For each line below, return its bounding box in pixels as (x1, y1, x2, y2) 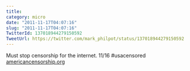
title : (6, 8, 22, 15)
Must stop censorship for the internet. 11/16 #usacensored (6, 52, 146, 59)
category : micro (6, 14, 46, 20)
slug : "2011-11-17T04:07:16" (6, 25, 77, 31)
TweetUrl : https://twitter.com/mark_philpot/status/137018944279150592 (6, 36, 184, 42)
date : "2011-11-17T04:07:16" (6, 19, 77, 25)
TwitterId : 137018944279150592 (6, 31, 82, 36)
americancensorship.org (6, 58, 65, 65)
